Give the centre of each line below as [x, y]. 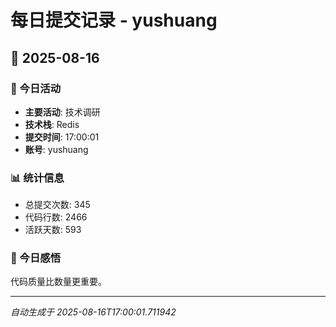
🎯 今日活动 [36, 88]
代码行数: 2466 [56, 217]
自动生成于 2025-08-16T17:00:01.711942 [93, 312]
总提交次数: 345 [57, 205]
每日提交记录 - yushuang [114, 20]
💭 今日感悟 [36, 258]
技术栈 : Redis [52, 124]
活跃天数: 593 [53, 230]
